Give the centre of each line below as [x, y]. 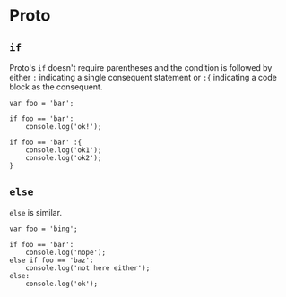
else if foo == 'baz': [52, 260]
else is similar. [36, 212]
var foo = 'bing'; [43, 229]
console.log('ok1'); [64, 150]
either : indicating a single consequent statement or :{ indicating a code [143, 77]
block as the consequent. [56, 87]
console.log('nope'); [65, 252]
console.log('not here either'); [88, 268]
